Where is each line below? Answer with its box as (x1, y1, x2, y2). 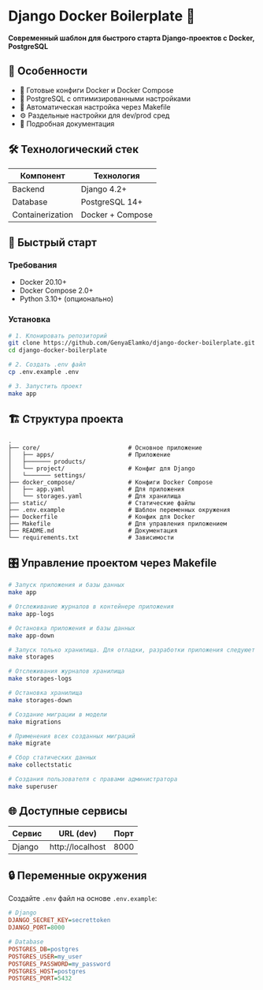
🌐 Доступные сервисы (8, 805, 128, 818)
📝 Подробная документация (19, 118, 115, 129)
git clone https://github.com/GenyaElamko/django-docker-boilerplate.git (8, 339, 256, 347)
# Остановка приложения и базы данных (8, 624, 135, 632)
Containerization (12, 209, 73, 220)
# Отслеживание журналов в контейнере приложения (8, 603, 175, 611)
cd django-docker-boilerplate (8, 346, 108, 354)
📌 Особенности (8, 65, 88, 78)
